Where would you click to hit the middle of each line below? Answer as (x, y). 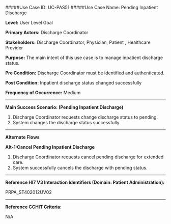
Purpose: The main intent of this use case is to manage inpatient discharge (84, 58)
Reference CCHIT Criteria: (34, 207)
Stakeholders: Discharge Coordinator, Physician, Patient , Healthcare (78, 42)
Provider (14, 48)
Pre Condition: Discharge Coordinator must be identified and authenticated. (85, 73)
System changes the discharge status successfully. (66, 122)
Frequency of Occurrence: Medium (43, 93)
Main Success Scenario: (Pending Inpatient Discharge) (64, 107)
